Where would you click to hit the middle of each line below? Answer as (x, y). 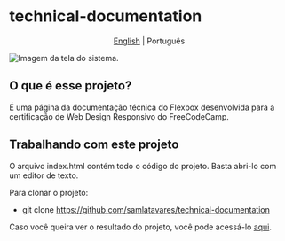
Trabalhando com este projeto (94, 145)
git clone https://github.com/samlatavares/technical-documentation (146, 209)
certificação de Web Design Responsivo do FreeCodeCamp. (119, 116)
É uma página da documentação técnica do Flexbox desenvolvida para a (142, 107)
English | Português (149, 41)
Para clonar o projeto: (49, 192)
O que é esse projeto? (71, 86)
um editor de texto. (44, 175)
